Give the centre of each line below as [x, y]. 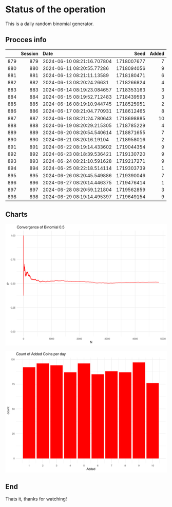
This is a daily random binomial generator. [50, 24]
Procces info [26, 40]
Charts [17, 214]
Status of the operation [56, 10]
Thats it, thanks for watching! [36, 499]
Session [30, 54]
